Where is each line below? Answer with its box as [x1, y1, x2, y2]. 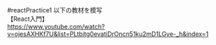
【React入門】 [7, 15, 49, 23]
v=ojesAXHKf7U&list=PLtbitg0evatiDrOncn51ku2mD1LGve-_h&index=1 [7, 30, 209, 38]
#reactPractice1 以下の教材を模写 [7, 6, 103, 14]
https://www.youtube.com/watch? [7, 23, 105, 30]
